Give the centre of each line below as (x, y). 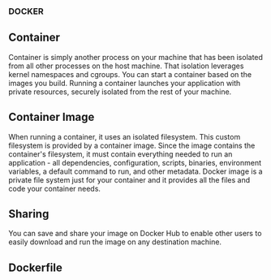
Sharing (29, 214)
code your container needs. (55, 188)
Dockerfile (36, 267)
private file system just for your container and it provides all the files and (129, 179)
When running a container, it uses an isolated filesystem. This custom (125, 136)
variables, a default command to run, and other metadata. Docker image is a (135, 171)
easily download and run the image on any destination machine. (115, 242)
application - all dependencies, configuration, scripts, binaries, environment (135, 162)
